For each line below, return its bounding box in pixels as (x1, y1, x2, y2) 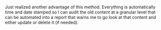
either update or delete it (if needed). (5, 19, 79, 25)
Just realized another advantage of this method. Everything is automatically (5, 4, 156, 10)
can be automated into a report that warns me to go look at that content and (5, 15, 156, 20)
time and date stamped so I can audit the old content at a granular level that (5, 9, 156, 15)
